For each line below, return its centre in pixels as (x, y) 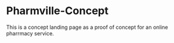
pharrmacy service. (30, 33)
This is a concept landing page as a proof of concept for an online (87, 27)
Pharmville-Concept (58, 11)
